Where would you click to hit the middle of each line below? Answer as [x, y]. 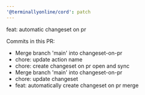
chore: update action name [49, 59]
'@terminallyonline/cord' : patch [49, 12]
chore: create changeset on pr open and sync [72, 66]
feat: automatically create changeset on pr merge [77, 85]
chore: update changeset [46, 79]
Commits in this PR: [31, 41]
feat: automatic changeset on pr [46, 29]
